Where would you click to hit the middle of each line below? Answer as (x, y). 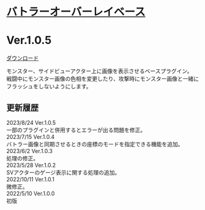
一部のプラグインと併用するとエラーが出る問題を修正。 (76, 130)
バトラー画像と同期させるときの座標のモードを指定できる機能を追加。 (95, 144)
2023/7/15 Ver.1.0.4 (31, 137)
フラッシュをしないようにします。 (49, 86)
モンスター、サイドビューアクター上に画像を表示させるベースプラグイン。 (99, 71)
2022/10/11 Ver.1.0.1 (31, 179)
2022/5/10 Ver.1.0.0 (31, 193)
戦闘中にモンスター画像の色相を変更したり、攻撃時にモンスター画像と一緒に (102, 79)
